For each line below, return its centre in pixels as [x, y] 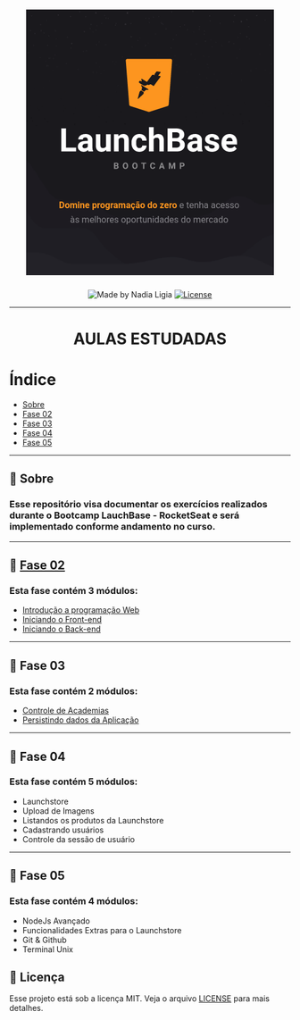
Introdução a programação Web [81, 610]
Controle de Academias [66, 711]
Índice [33, 380]
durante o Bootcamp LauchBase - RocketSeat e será [124, 515]
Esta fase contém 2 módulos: [74, 690]
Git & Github [44, 940]
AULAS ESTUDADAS [150, 339]
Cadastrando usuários [63, 830]
